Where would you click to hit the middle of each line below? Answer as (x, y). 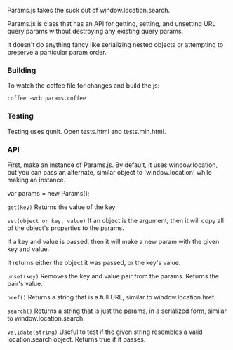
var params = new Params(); (48, 193)
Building (22, 70)
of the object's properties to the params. (66, 228)
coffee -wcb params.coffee (47, 99)
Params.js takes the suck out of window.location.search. (89, 10)
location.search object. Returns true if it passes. (76, 339)
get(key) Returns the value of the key (61, 207)
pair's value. (25, 283)
